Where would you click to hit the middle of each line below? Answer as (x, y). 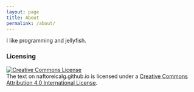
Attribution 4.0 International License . (52, 82)
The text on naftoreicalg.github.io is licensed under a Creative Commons (97, 76)
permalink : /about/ (31, 23)
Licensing (21, 57)
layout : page (23, 12)
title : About (23, 18)
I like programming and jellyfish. (46, 41)
